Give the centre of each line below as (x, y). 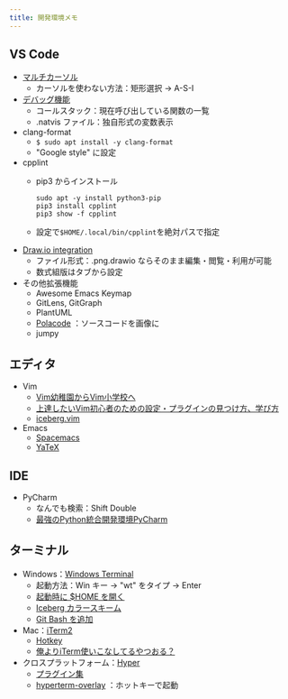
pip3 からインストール (77, 181)
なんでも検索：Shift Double (86, 508)
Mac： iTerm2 (48, 630)
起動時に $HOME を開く (80, 596)
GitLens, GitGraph (69, 303)
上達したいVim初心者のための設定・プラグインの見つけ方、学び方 (157, 409)
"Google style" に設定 (76, 152)
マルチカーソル (50, 77)
